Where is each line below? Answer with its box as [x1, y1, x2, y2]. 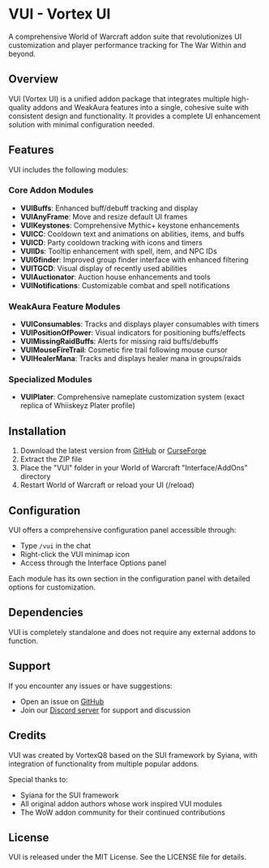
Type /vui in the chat [19, 541, 92, 551]
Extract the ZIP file [19, 454, 83, 464]
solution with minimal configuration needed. [8, 119, 156, 130]
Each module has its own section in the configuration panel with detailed [8, 574, 251, 584]
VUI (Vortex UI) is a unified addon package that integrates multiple [8, 94, 230, 104]
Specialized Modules [8, 374, 93, 385]
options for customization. [8, 582, 96, 592]
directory [19, 471, 51, 482]
